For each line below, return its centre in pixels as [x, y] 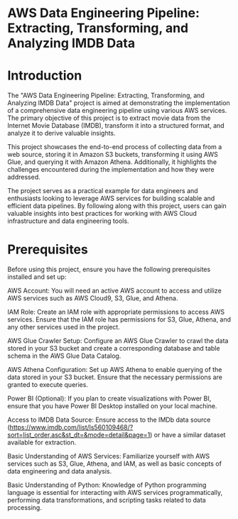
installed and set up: [37, 277]
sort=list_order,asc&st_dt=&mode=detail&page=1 [79, 435]
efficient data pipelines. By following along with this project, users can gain [117, 206]
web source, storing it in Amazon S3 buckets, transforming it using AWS [113, 155]
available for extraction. [42, 442]
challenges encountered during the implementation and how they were [111, 170]
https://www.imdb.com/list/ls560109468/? [71, 427]
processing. [25, 508]
